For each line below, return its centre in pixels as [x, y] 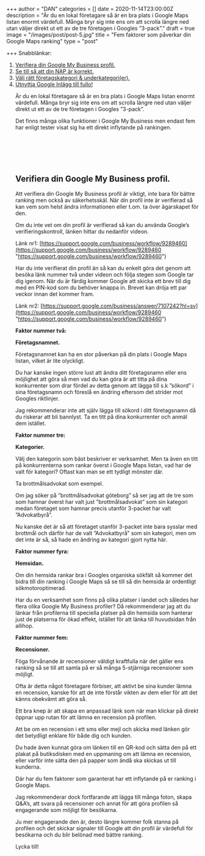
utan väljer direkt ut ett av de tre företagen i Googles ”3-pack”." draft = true [101, 28]
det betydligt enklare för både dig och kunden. [74, 735]
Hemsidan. [29, 563]
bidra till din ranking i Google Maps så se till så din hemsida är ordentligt [106, 581]
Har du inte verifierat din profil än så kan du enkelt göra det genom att [103, 268]
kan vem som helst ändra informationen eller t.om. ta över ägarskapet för [107, 206]
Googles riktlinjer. [37, 398]
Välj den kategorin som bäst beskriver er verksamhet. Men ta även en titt [106, 459]
